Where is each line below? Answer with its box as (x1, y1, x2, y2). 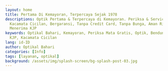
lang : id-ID (5, 40, 30, 45)
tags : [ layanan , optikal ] (5, 53, 59, 59)
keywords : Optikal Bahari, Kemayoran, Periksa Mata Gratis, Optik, (5, 30, 149, 35)
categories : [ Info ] (5, 49, 46, 54)
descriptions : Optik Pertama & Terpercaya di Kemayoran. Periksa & (5, 16, 149, 21)
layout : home (5, 7, 32, 12)
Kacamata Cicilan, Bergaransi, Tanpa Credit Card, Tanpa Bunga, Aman (9, 21, 157, 26)
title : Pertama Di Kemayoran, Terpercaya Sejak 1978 (5, 12, 117, 17)
